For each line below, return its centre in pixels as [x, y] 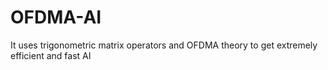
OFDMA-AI [56, 17]
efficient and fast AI [51, 55]
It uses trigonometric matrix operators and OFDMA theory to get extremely [164, 45]
